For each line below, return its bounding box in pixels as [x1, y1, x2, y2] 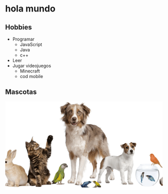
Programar [12, 36, 35, 42]
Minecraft [19, 68, 40, 74]
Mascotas [5, 88, 37, 96]
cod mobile [19, 73, 43, 79]
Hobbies [5, 23, 32, 31]
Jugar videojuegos [12, 63, 51, 68]
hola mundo [5, 3, 56, 14]
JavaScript [19, 41, 42, 47]
